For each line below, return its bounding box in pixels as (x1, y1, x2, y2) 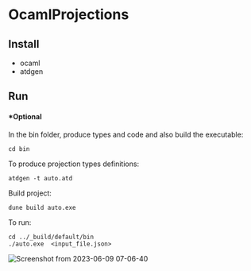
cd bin (8, 145, 30, 153)
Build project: (8, 188, 52, 198)
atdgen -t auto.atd (8, 174, 73, 182)
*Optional (8, 111, 42, 121)
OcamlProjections (8, 6, 129, 24)
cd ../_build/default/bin (8, 233, 94, 241)
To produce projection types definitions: (8, 159, 140, 168)
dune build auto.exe (8, 203, 77, 211)
